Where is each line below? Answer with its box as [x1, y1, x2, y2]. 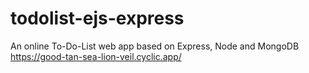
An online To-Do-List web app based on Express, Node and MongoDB [10, 40, 300, 52]
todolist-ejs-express [10, 7, 185, 30]
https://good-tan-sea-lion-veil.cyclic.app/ [10, 50, 182, 62]
